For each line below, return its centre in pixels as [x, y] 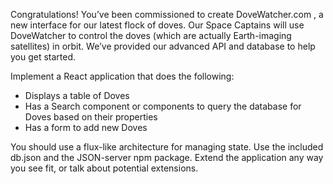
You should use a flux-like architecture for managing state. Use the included [167, 147]
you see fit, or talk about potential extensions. [104, 168]
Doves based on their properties [91, 117]
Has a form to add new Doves [86, 127]
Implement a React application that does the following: [122, 76]
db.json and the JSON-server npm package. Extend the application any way [167, 157]
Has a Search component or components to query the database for [163, 106]
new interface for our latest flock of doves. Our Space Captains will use [157, 25]
